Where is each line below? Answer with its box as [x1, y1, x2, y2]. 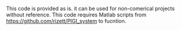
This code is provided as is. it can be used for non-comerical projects [6, 5, 175, 12]
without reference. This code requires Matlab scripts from [6, 11, 146, 18]
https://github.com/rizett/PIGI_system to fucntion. [6, 18, 127, 24]
